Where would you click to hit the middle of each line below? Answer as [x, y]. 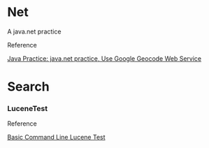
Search [29, 87]
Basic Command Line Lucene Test [57, 138]
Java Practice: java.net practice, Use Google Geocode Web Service [104, 58]
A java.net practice [34, 31]
